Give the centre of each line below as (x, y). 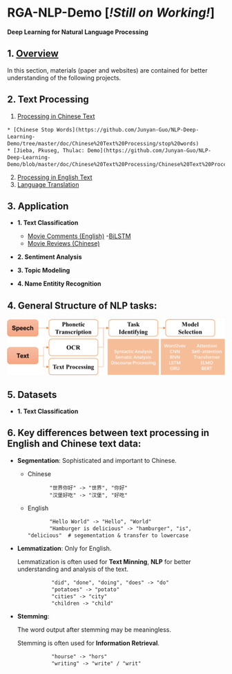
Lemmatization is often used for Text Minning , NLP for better (104, 561)
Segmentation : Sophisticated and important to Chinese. (97, 460)
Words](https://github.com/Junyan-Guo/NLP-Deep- (127, 129)
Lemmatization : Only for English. (64, 548)
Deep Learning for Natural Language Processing (78, 32)
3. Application (38, 206)
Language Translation (48, 184)
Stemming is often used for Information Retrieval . (88, 643)
